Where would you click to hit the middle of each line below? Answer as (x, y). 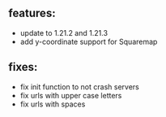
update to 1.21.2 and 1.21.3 (64, 32)
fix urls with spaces (53, 104)
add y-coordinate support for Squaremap (89, 41)
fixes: (23, 67)
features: (32, 13)
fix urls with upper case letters (71, 95)
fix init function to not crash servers (79, 87)
